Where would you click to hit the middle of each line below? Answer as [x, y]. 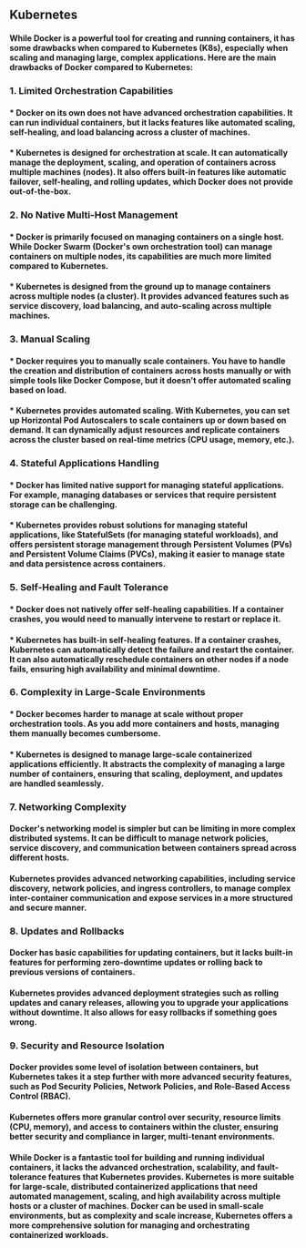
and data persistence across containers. [88, 564]
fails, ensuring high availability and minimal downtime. [115, 669]
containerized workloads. [59, 1234]
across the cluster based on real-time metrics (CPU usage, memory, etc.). [152, 440]
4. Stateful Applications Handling [84, 464]
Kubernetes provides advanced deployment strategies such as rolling [144, 993]
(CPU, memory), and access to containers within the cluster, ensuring [144, 1126]
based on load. [38, 390]
